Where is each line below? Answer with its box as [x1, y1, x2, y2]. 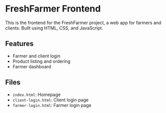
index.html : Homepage [12, 91, 61, 97]
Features [5, 40, 34, 48]
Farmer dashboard [12, 63, 51, 69]
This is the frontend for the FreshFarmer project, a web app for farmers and [5, 20, 162, 26]
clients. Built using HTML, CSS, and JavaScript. [5, 25, 103, 31]
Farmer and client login [12, 53, 61, 59]
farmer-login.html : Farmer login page [12, 102, 92, 108]
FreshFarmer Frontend [5, 3, 101, 15]
